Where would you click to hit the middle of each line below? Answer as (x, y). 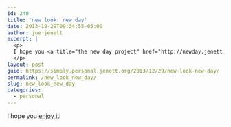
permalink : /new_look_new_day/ (52, 77)
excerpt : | (23, 39)
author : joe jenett (35, 33)
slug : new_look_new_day (41, 84)
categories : (24, 90)
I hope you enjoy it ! (34, 116)
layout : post (26, 65)
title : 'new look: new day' (47, 20)
